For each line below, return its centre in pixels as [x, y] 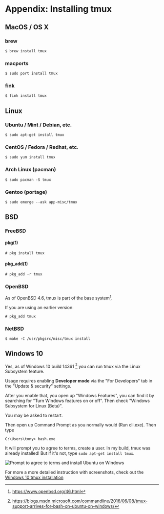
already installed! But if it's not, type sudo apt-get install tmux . [70, 453]
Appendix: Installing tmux [59, 9]
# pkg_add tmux [20, 316]
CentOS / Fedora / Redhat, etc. [42, 147]
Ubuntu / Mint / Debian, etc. [39, 125]
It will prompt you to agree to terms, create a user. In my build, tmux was [78, 448]
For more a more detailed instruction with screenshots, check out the [74, 472]
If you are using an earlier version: [40, 307]
